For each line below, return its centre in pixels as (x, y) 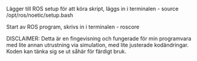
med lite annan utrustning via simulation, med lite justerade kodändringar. (98, 45)
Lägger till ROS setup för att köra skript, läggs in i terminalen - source (92, 9)
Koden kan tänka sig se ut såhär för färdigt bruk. (66, 51)
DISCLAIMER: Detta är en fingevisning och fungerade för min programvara (99, 38)
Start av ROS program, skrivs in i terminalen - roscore (73, 27)
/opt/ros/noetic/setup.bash (40, 15)
